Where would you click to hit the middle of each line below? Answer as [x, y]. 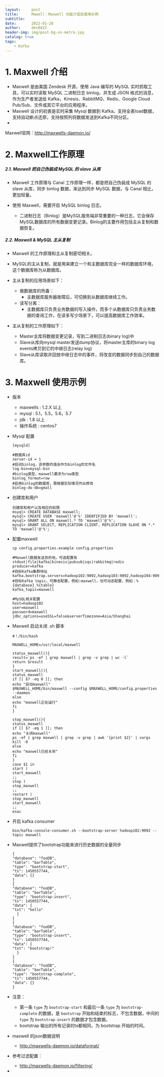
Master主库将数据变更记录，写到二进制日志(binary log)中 [77, 336]
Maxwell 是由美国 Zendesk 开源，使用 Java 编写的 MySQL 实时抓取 [80, 86]
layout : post [23, 10]
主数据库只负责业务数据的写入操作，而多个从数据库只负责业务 [89, 309]
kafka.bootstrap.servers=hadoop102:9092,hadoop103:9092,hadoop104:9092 [87, 576]
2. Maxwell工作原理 [45, 154]
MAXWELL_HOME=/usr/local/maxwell [46, 645]
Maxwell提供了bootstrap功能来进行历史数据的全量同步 [67, 844]
